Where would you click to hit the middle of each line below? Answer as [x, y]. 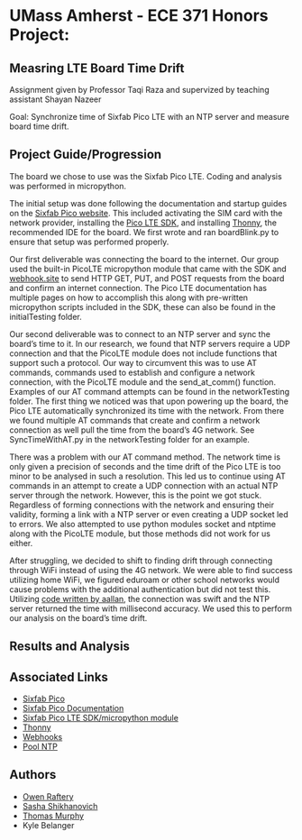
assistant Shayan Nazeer [55, 99]
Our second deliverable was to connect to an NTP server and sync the [140, 333]
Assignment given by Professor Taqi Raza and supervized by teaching [139, 90]
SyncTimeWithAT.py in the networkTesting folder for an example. [130, 439]
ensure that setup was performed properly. [89, 242]
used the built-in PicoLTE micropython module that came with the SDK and [148, 269]
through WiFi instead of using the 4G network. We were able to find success [151, 570]
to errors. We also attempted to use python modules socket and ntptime [143, 524]
